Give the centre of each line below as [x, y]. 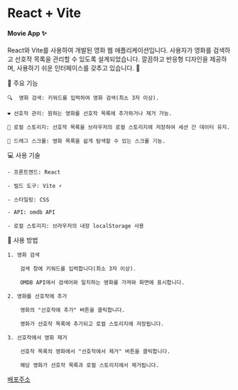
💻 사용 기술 [24, 155]
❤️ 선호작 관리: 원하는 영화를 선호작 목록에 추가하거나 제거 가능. [90, 114]
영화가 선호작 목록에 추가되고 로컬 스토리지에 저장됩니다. [92, 324]
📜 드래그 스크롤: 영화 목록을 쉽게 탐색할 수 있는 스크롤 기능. [86, 141]
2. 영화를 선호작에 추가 [37, 297]
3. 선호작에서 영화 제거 [37, 338]
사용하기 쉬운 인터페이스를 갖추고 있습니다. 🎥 [79, 68]
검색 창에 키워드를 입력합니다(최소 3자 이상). [78, 269]
